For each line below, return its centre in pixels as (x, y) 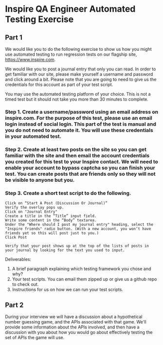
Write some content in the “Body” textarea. (51, 220)
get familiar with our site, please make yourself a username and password (79, 74)
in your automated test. (33, 136)
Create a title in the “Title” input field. (51, 216)
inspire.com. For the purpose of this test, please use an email (79, 118)
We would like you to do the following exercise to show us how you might (78, 49)
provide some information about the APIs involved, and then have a (72, 327)
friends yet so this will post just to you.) (52, 233)
